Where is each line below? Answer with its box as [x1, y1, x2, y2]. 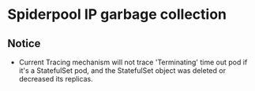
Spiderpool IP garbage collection [7, 5, 227, 24]
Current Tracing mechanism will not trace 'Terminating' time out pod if [18, 57, 248, 67]
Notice [7, 37, 41, 50]
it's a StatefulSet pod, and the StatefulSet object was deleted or [18, 66, 227, 75]
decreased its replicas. [18, 75, 93, 83]
